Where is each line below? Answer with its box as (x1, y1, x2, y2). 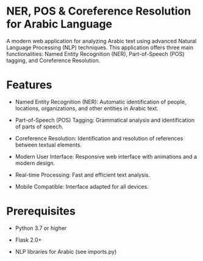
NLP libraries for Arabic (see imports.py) (15, 248, 117, 255)
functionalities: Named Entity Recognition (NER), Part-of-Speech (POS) (6, 50, 185, 57)
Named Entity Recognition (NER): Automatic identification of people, (15, 98, 187, 105)
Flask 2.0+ (15, 236, 42, 243)
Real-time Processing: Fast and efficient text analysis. (15, 171, 151, 178)
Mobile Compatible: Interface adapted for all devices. (15, 183, 149, 190)
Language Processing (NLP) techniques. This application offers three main (6, 44, 194, 51)
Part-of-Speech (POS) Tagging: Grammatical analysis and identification (15, 116, 195, 124)
